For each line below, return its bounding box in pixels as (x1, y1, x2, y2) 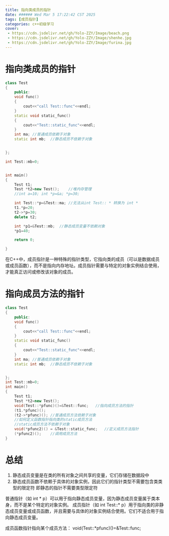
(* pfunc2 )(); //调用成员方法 (14, 431, 77, 436)
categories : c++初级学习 (5, 21, 54, 27)
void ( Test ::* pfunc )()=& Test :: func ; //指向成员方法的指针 (14, 403, 134, 408)
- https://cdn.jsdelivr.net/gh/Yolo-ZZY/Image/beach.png (7, 31, 129, 36)
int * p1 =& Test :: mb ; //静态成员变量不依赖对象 (14, 224, 106, 229)
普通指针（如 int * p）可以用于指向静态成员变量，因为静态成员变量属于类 (5, 495, 156, 501)
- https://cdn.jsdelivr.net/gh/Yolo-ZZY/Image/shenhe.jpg (7, 36, 132, 41)
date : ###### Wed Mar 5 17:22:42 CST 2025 (5, 12, 96, 17)
